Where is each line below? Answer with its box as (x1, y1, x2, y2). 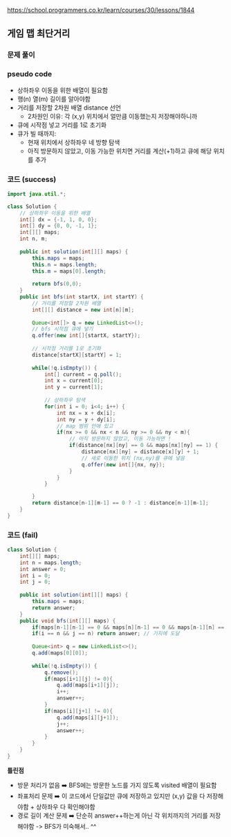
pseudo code (7, 69, 53, 79)
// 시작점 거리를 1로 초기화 (32, 345, 102, 353)
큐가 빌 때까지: (17, 129, 57, 137)
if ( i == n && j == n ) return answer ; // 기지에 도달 (32, 630, 180, 637)
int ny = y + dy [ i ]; (56, 416, 116, 423)
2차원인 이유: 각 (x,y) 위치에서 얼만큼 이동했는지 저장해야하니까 (27, 112, 198, 120)
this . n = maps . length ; (32, 261, 98, 268)
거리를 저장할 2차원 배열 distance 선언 (17, 103, 121, 112)
